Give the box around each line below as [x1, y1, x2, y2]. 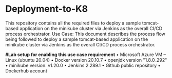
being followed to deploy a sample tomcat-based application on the [5, 36, 148, 42]
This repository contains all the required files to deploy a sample [5, 20, 141, 26]
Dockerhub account [5, 67, 47, 74]
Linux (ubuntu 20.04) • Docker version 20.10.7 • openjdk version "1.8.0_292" [5, 57, 167, 63]
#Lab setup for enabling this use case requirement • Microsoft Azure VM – [5, 51, 166, 58]
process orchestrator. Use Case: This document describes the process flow [5, 31, 166, 37]
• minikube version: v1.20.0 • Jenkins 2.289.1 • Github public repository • [5, 62, 161, 68]
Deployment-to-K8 [5, 3, 88, 15]
